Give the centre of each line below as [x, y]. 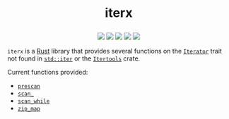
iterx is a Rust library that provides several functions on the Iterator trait [115, 51]
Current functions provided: [48, 73]
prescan [29, 87]
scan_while [34, 101]
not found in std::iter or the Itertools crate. [74, 58]
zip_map [29, 109]
